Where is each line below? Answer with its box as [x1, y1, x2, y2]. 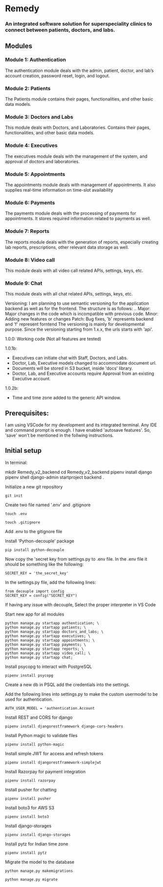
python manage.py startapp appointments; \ [5, 638, 95, 642]
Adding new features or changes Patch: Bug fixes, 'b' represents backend [5, 316, 154, 322]
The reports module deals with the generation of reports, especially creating [5, 239, 159, 245]
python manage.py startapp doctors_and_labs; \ [5, 629, 104, 634]
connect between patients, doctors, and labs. [5, 26, 116, 33]
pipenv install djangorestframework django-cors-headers [5, 724, 123, 729]
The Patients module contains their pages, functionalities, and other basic [5, 96, 153, 102]
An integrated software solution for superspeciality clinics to [5, 21, 152, 27]
